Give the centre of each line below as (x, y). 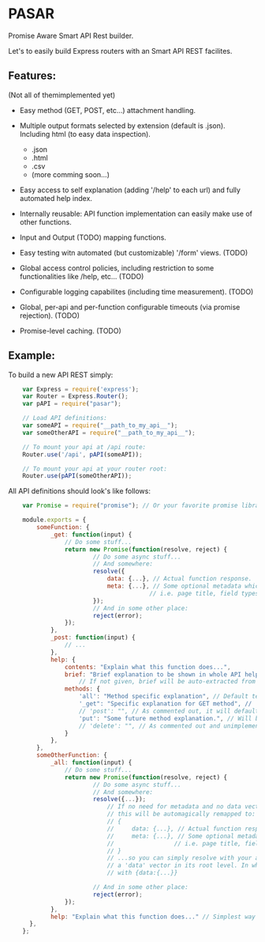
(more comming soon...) (71, 174)
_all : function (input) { (91, 763)
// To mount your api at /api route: (84, 447)
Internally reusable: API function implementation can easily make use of (136, 214)
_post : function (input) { (93, 637)
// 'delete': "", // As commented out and (149, 726)
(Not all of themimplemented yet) (62, 95)
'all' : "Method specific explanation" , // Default (163, 697)
